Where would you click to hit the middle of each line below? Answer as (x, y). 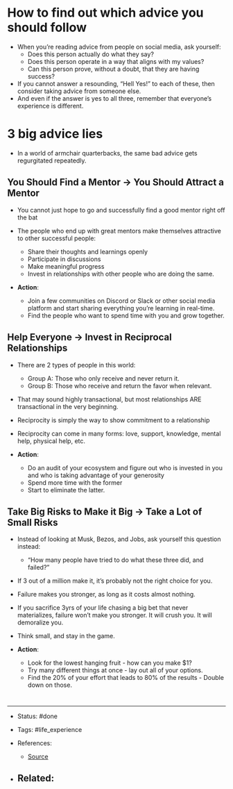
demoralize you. (40, 622)
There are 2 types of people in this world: (76, 365)
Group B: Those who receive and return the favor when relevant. (120, 385)
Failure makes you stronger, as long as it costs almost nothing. (106, 595)
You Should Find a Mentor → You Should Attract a (115, 182)
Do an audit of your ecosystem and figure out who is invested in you (125, 467)
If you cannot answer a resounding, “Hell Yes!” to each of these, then (116, 83)
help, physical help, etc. (51, 441)
